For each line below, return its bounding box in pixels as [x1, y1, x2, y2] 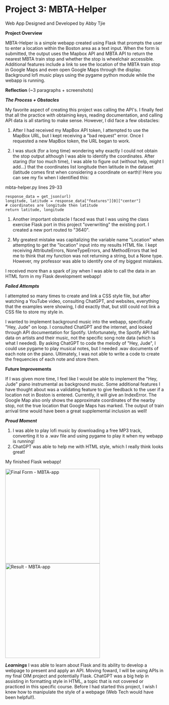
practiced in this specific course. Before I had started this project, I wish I [5, 683, 157, 689]
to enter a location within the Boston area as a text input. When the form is [5, 45, 160, 51]
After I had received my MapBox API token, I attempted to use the [12, 127, 149, 133]
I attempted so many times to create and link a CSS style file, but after [5, 293, 150, 299]
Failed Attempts [5, 283, 39, 289]
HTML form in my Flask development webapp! [5, 273, 101, 279]
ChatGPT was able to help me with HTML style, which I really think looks [12, 443, 163, 450]
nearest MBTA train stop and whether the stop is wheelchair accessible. [5, 56, 154, 62]
